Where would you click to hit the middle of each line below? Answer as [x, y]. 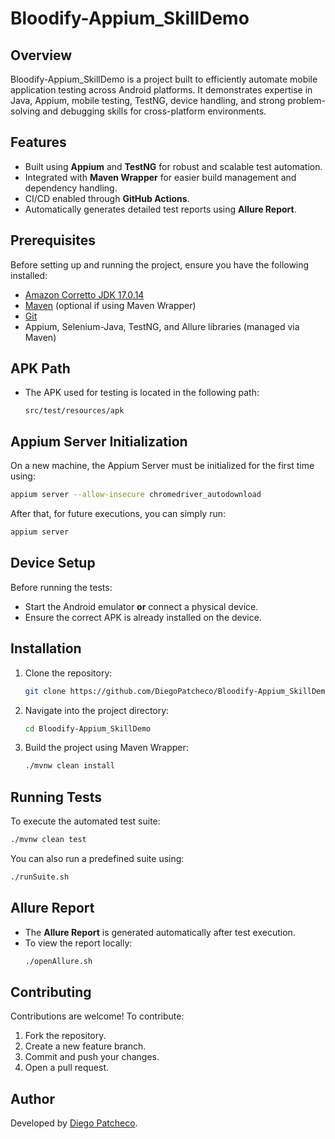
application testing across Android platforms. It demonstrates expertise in [161, 90]
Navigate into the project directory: [97, 710]
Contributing [51, 992]
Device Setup [53, 563]
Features [38, 142]
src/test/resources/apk [74, 411]
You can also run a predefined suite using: [97, 858]
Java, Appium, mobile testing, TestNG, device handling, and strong [148, 100]
